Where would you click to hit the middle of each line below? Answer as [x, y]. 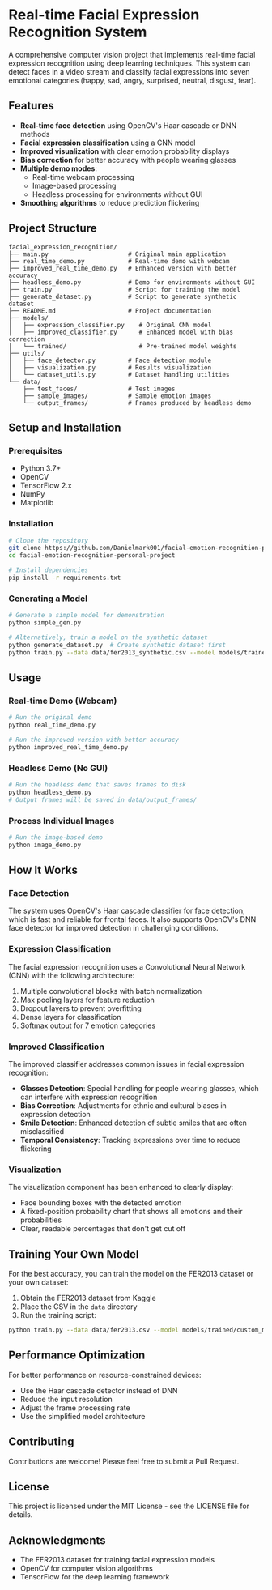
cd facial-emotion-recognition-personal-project [92, 556]
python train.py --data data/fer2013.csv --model [94, 1330]
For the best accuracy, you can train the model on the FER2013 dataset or [131, 1274]
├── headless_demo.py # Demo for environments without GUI [132, 282]
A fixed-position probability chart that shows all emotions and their [131, 1212]
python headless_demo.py [50, 792]
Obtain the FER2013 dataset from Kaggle [88, 1298]
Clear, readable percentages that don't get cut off [103, 1229]
